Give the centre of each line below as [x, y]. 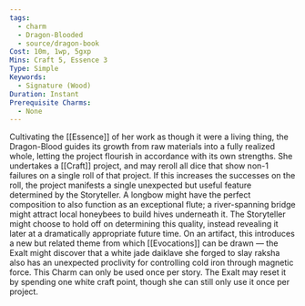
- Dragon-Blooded [51, 35]
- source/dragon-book [59, 43]
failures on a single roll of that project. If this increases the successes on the [152, 176]
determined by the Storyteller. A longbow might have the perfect [130, 195]
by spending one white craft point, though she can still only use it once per [149, 282]
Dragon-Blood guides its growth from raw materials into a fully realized [142, 147]
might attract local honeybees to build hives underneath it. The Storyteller [148, 214]
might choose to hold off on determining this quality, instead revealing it [144, 224]
